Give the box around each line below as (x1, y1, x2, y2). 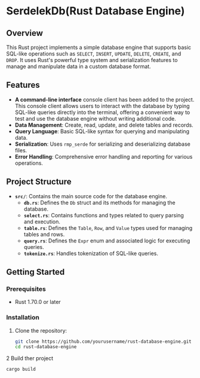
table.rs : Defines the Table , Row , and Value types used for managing (23, 224, 193, 231)
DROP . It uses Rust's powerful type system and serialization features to (6, 57, 178, 63)
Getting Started (6, 267, 65, 277)
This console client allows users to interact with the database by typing (14, 102, 190, 109)
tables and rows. (23, 231, 65, 238)
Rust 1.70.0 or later (14, 299, 61, 306)
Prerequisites (6, 285, 46, 293)
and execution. (23, 218, 61, 225)
